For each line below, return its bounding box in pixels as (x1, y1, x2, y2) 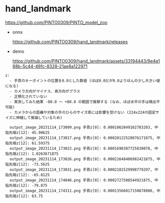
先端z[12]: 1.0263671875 (8, 151, 58, 156)
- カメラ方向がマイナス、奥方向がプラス (9, 89, 81, 94)
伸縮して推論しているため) (16, 115, 63, 120)
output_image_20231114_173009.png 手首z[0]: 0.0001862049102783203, (9, 125, 153, 130)
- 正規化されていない (9, 94, 48, 99)
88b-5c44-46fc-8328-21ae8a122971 (12, 63, 88, 69)
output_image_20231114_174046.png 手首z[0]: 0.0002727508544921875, (9, 178, 153, 183)
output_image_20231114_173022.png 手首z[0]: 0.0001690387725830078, (9, 146, 153, 151)
